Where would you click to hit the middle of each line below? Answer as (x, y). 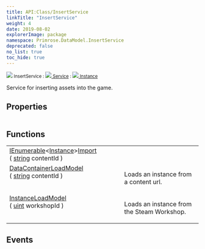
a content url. (143, 182)
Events (20, 240)
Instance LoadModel (38, 198)
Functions (26, 134)
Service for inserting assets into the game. (59, 87)
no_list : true (24, 52)
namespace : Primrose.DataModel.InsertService (65, 40)
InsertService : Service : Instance (56, 76)
